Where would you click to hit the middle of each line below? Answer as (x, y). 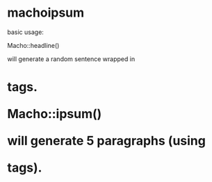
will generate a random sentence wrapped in (71, 59)
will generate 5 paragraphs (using (107, 141)
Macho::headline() (33, 45)
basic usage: (25, 32)
